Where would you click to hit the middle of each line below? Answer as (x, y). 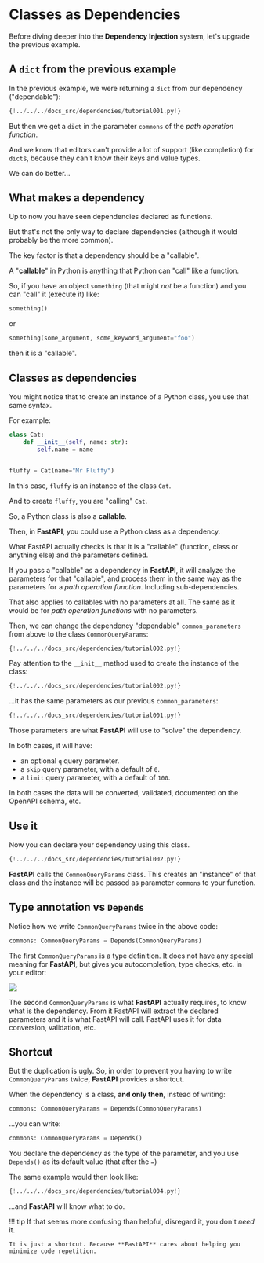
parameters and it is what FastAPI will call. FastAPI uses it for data (115, 1019)
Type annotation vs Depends (77, 907)
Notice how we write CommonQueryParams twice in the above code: (114, 926)
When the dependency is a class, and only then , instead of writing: (117, 1095)
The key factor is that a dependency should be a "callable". (104, 255)
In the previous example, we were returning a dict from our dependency (126, 88)
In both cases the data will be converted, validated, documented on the (124, 793)
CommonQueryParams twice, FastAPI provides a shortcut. (97, 1079)
